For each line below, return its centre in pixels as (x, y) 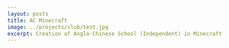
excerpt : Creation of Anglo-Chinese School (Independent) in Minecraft (114, 34)
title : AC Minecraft (38, 20)
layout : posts (28, 14)
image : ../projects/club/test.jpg (58, 27)
